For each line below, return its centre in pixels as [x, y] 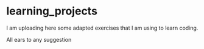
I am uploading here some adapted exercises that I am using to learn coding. [102, 28]
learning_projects [52, 11]
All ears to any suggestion [39, 39]
